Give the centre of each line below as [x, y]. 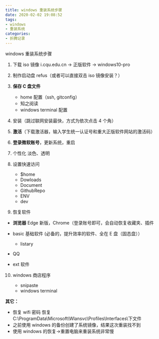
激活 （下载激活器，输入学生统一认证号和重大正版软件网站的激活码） [84, 131]
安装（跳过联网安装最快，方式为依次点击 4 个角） [64, 120]
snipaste [29, 285]
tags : [11, 19]
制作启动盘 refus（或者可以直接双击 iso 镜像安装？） [68, 75]
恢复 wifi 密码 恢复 [32, 312]
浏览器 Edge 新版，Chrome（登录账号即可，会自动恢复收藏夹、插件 [83, 223]
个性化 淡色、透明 [31, 153]
